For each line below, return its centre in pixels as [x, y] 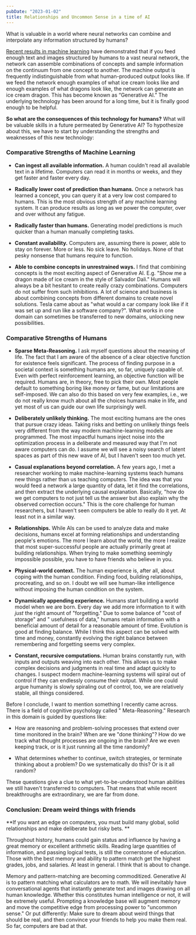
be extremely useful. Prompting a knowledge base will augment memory [93, 901]
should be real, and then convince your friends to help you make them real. [97, 920]
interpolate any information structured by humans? [67, 40]
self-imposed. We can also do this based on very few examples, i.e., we [101, 395]
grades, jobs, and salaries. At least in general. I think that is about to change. [98, 865]
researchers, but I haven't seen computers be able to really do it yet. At [100, 511]
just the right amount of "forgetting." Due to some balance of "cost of [98, 613]
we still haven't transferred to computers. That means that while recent [92, 788]
